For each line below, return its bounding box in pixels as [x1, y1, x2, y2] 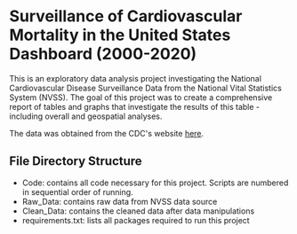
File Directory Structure [9, 153, 142, 169]
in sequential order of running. [21, 186, 133, 197]
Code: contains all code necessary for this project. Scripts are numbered [21, 177, 289, 188]
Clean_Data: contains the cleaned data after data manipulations [21, 206, 255, 216]
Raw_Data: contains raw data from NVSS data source [21, 196, 218, 207]
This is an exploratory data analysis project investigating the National [9, 73, 262, 83]
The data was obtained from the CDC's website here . [9, 128, 205, 138]
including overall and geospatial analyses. [9, 111, 163, 121]
